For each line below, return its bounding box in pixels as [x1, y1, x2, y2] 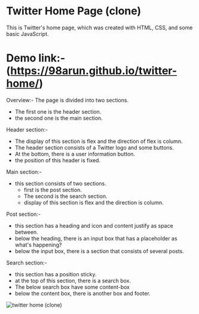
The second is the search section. [23, 193, 108, 200]
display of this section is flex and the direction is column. [23, 199, 164, 206]
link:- [38, 51, 66, 65]
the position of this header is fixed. [14, 157, 100, 164]
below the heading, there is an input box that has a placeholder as [14, 234, 177, 242]
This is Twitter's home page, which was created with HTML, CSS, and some [6, 24, 193, 31]
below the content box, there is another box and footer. [14, 289, 151, 297]
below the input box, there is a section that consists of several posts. [14, 247, 184, 255]
